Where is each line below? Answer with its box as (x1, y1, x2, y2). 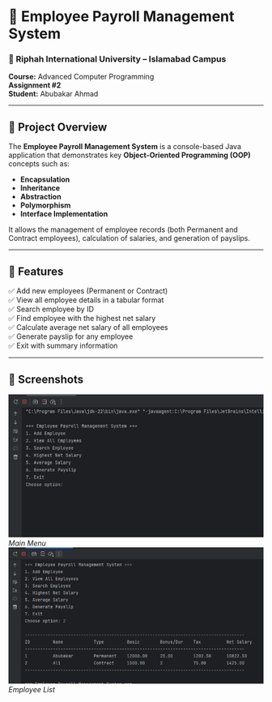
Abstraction (19, 192, 62, 202)
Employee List (8, 685, 55, 695)
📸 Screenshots (8, 372, 84, 386)
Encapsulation (19, 174, 70, 185)
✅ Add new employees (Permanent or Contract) (8, 286, 168, 296)
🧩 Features (8, 264, 64, 278)
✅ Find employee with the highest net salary (8, 314, 156, 323)
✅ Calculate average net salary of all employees (8, 323, 168, 332)
